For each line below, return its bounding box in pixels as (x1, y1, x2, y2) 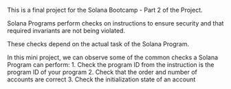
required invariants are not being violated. (7, 27, 126, 34)
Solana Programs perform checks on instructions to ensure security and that (7, 19, 224, 27)
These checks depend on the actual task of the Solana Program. (7, 40, 190, 48)
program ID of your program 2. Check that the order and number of (7, 68, 197, 76)
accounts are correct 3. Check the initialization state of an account (7, 75, 196, 83)
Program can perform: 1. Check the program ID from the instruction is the (7, 61, 214, 68)
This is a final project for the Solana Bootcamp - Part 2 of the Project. (7, 6, 203, 14)
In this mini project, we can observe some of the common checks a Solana (7, 53, 219, 61)
